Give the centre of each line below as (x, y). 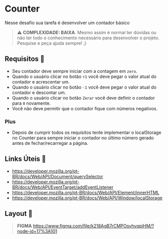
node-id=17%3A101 (37, 231)
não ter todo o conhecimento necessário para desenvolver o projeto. (88, 38)
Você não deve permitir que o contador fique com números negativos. (85, 108)
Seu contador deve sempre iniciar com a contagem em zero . (75, 71)
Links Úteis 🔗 (25, 159)
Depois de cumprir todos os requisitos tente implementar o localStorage (87, 133)
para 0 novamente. (31, 103)
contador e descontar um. (39, 92)
